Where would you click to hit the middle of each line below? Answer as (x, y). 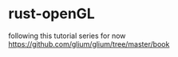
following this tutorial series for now (67, 36)
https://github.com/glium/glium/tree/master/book (89, 44)
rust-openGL (52, 14)
